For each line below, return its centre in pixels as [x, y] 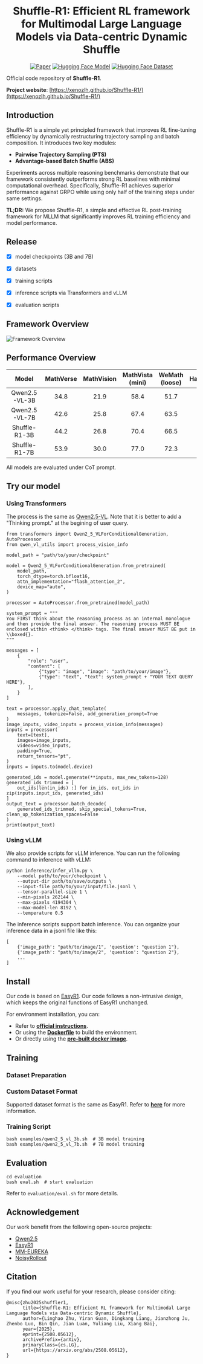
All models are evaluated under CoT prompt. [61, 467]
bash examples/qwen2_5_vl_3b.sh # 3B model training [76, 1139]
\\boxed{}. [20, 635]
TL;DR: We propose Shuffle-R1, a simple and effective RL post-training [94, 210]
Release [22, 242]
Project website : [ [29, 89]
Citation [22, 1277]
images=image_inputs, [44, 741]
